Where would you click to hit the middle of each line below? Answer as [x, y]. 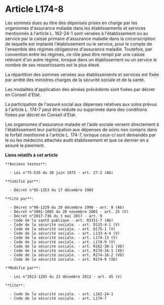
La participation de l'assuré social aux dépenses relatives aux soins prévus [81, 104]
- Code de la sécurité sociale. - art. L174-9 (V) [63, 242]
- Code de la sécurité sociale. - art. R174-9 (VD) [64, 259]
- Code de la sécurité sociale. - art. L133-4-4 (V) [65, 233]
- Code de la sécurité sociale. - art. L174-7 [58, 298]
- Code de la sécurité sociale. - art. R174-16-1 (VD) [67, 251]
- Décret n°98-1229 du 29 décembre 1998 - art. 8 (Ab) [67, 207]
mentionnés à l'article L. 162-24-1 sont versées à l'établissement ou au [77, 33]
